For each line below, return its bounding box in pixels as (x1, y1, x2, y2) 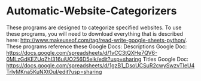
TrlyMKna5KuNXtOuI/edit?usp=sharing (6, 68, 102, 75)
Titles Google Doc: (142, 55, 188, 63)
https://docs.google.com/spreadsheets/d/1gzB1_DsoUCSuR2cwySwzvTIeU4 (6, 61, 195, 69)
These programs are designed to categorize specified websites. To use (6, 24, 182, 31)
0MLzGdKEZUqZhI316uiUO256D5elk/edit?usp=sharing (6, 55, 142, 63)
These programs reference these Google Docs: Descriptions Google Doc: (6, 43, 187, 50)
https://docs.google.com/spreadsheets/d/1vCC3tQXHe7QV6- (6, 49, 157, 56)
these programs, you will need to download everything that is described (6, 30, 184, 37)
